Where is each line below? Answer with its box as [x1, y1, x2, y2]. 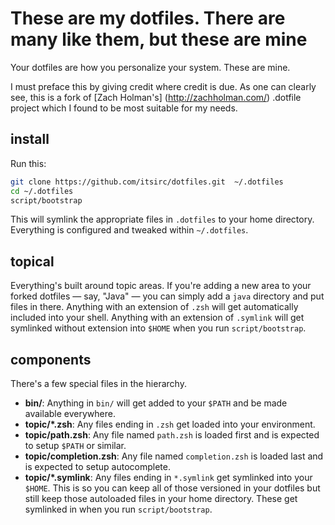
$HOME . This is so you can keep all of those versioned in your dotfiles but [24, 482, 321, 494]
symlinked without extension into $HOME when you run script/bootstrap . [10, 322, 307, 334]
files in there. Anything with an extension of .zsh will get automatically [10, 301, 299, 313]
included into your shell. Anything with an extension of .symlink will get [10, 312, 305, 324]
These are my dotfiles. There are [10, 7, 286, 30]
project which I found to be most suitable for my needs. [10, 102, 238, 114]
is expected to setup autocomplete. [24, 461, 171, 472]
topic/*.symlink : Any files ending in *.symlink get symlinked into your [24, 472, 313, 483]
